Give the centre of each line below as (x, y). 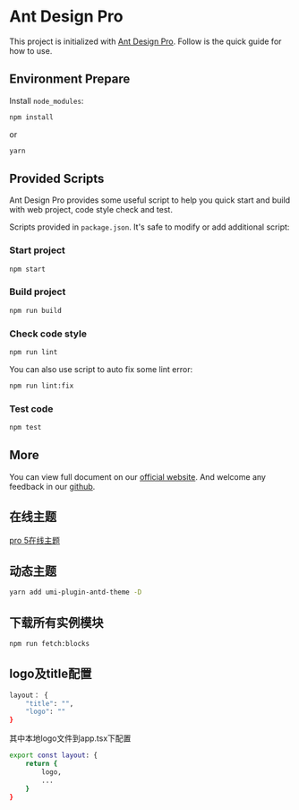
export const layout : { (54, 755)
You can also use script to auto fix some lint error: (101, 369)
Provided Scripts (57, 178)
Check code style (48, 334)
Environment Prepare (70, 79)
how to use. (31, 50)
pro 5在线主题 (35, 540)
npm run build (36, 310)
